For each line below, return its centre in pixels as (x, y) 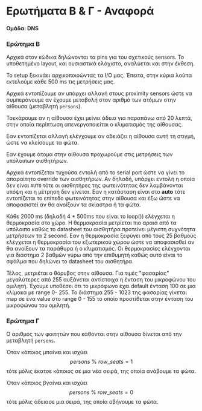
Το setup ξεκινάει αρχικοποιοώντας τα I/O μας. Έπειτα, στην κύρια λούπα (99, 75)
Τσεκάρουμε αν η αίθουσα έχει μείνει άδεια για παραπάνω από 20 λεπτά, (99, 118)
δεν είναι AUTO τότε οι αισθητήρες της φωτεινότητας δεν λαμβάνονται (95, 185)
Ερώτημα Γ (23, 321)
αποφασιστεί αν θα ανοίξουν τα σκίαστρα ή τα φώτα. (74, 205)
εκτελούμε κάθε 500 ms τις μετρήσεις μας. (61, 82)
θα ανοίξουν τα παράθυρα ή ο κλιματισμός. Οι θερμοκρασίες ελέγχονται (98, 249)
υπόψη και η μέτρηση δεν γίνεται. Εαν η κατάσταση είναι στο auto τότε (96, 192)
